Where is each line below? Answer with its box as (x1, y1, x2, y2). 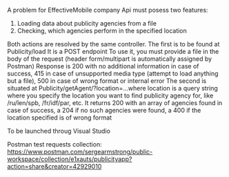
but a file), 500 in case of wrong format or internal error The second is (7, 77, 207, 85)
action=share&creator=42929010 (7, 162, 102, 170)
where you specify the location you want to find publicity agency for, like (7, 91, 214, 100)
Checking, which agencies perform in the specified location (17, 27, 188, 35)
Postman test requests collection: (7, 140, 102, 148)
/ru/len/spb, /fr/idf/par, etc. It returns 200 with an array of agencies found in (7, 99, 223, 106)
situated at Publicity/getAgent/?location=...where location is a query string (7, 84, 219, 92)
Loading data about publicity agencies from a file (17, 19, 157, 27)
